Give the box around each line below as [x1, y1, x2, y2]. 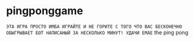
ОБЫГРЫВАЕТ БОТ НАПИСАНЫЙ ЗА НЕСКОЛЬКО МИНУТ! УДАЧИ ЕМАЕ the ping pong [6, 28, 189, 36]
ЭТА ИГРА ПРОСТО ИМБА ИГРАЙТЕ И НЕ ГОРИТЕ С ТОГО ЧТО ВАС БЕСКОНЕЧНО [6, 24, 183, 30]
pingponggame [6, 4, 83, 18]
